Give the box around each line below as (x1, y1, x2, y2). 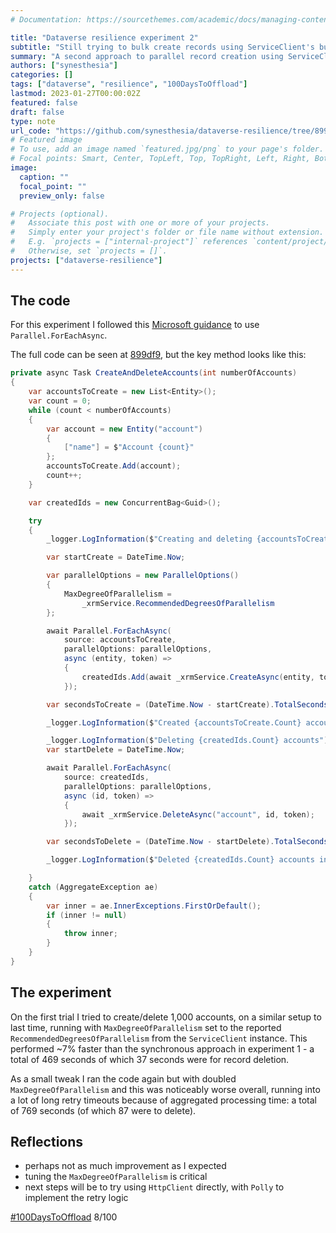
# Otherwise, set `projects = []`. (10, 246, 168, 256)
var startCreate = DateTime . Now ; (46, 552, 186, 563)
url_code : (10, 126, 52, 136)
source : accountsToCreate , (63, 635, 177, 645)
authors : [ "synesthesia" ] (10, 61, 118, 71)
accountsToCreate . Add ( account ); (46, 461, 182, 471)
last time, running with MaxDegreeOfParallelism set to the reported (10, 1021, 282, 1033)
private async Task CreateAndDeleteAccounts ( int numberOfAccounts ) (10, 368, 298, 378)
